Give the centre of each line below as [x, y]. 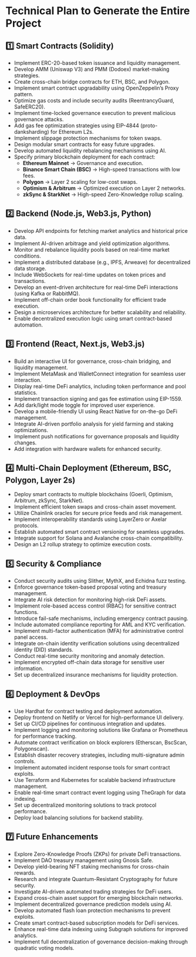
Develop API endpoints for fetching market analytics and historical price [101, 230]
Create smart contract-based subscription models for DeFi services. [97, 923]
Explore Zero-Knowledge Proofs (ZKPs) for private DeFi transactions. [98, 854]
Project [23, 23]
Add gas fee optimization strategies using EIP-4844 [76, 126]
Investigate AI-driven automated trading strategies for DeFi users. [93, 892]
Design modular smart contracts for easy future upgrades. [85, 144]
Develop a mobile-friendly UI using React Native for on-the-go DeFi [95, 411]
